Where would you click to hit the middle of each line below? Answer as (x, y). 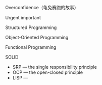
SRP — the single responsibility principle (55, 67)
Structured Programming (31, 27)
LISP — (20, 78)
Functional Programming (31, 47)
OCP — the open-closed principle (48, 72)
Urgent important (23, 18)
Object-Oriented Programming (37, 37)
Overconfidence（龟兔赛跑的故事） (42, 7)
